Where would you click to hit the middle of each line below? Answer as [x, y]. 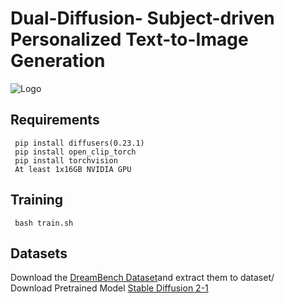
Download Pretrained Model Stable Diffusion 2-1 [109, 288]
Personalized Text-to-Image [129, 39]
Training [37, 200]
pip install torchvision [66, 160]
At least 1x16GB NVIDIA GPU [73, 169]
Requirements [55, 120]
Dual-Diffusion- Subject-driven [142, 18]
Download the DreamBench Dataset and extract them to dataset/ [142, 278]
